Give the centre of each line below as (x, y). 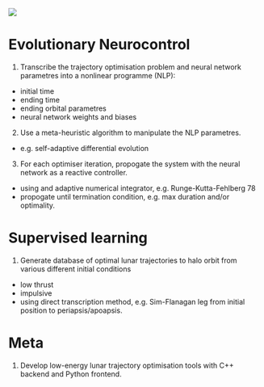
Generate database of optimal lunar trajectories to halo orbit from (128, 260)
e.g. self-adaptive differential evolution (84, 148)
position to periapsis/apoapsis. (71, 310)
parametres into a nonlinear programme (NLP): (98, 75)
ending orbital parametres (63, 108)
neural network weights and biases (78, 116)
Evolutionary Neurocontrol (99, 45)
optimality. (37, 205)
